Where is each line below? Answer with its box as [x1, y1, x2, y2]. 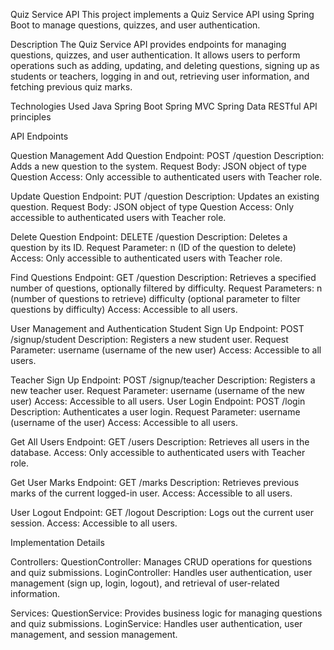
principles [10, 111, 52, 123]
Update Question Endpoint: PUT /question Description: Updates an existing [10, 190, 320, 202]
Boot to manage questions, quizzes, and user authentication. [10, 19, 261, 31]
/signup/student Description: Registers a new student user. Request [10, 334, 289, 345]
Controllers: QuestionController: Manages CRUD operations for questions [10, 556, 313, 568]
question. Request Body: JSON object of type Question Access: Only [10, 201, 295, 213]
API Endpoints [10, 130, 69, 142]
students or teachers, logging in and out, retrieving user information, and [10, 70, 310, 82]
